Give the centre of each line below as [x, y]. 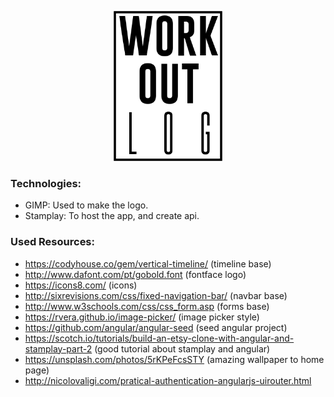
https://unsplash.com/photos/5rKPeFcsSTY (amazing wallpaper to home [174, 359]
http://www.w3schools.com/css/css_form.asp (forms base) [147, 306]
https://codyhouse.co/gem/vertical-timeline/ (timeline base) [148, 263]
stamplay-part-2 [58, 348]
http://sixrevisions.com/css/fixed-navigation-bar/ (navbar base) [156, 295]
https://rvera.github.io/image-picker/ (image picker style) [142, 317]
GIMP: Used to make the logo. [86, 205]
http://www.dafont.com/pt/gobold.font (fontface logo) [135, 274]
